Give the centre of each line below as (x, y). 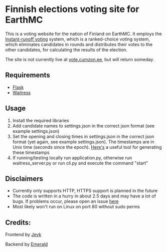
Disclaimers (24, 179)
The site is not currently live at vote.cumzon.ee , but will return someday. (80, 59)
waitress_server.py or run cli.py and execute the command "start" (80, 163)
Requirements (28, 75)
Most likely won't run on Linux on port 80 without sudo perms (76, 207)
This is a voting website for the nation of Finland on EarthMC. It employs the (83, 34)
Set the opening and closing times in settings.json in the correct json (83, 136)
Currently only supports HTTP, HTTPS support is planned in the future (85, 191)
